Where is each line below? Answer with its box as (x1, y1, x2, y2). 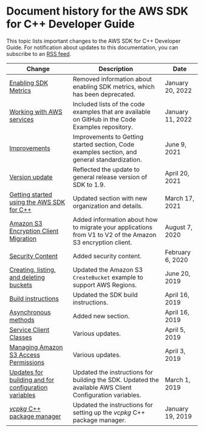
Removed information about (72, 75, 152, 83)
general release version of (72, 173, 148, 181)
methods (9, 315, 35, 324)
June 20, (165, 269, 191, 278)
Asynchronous (9, 308, 51, 317)
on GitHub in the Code (72, 115, 137, 123)
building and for (9, 375, 55, 384)
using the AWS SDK (9, 197, 66, 206)
